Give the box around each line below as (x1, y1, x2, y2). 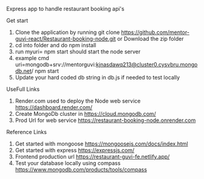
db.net (15, 67, 32, 75)
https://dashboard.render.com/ (15, 104, 93, 111)
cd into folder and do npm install (15, 42, 97, 49)
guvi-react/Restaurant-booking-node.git (15, 35, 117, 42)
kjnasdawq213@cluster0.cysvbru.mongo (96, 61, 198, 68)
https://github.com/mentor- (121, 29, 190, 36)
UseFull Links (6, 86, 40, 93)
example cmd (15, 55, 50, 61)
